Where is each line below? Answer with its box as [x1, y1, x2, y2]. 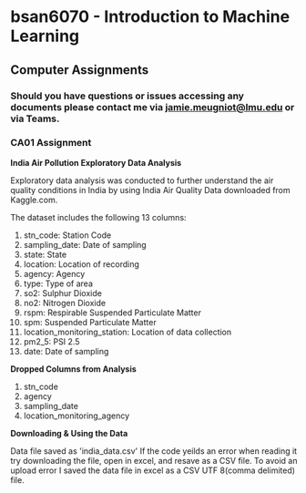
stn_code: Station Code [23, 230, 112, 241]
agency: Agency [23, 268, 86, 279]
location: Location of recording [23, 258, 140, 270]
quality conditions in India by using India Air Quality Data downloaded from [10, 184, 291, 195]
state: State [23, 249, 67, 260]
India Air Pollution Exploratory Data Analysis [10, 157, 182, 168]
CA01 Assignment [10, 137, 92, 149]
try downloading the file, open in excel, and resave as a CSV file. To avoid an [10, 455, 298, 466]
